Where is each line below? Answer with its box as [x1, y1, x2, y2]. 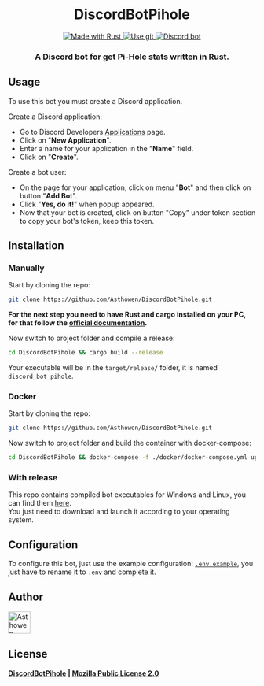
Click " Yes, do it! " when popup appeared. [19, 199, 155, 209]
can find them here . [8, 499, 72, 508]
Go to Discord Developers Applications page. [19, 127, 166, 136]
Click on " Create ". [19, 152, 79, 161]
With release [8, 473, 58, 484]
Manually [8, 262, 45, 273]
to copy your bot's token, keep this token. [19, 216, 155, 225]
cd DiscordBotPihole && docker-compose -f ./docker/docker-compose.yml [8, 454, 247, 462]
